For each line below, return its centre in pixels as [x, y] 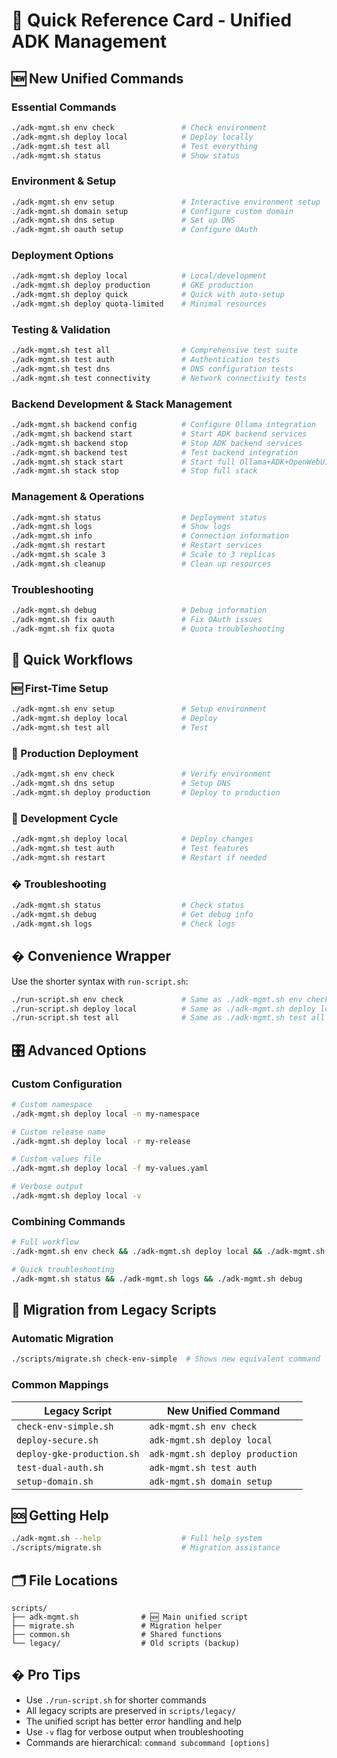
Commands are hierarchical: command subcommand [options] [148, 1742]
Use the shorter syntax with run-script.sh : [100, 981]
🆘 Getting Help [60, 1515]
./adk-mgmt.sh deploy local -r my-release [101, 1141]
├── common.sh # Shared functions [117, 1635]
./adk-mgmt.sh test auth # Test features [130, 849]
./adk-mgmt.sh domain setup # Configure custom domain [152, 211]
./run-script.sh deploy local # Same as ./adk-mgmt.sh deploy [163, 1009]
